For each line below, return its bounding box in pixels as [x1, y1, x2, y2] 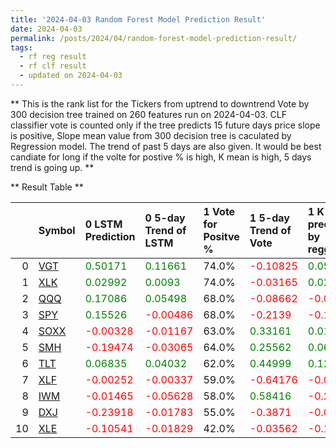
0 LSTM [84, 217, 123, 231]
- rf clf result [19, 61, 87, 71]
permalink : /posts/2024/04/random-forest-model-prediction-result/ [10, 33, 298, 43]
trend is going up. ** [10, 161, 95, 173]
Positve [203, 229, 240, 243]
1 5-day [249, 211, 290, 225]
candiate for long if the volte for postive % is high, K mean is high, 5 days [10, 151, 312, 163]
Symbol [38, 223, 76, 237]
